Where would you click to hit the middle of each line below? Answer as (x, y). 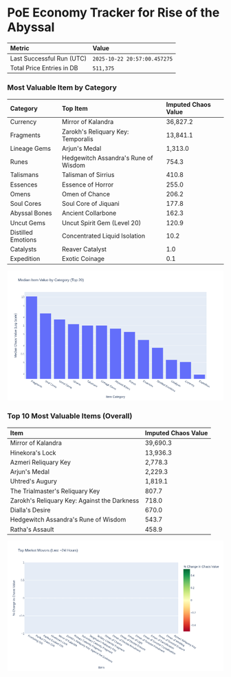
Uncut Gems (28, 222)
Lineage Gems (31, 148)
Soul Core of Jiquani (90, 204)
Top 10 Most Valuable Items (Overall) (70, 416)
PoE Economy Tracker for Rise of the (113, 13)
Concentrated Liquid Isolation (103, 236)
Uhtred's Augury (33, 481)
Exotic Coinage (83, 259)
